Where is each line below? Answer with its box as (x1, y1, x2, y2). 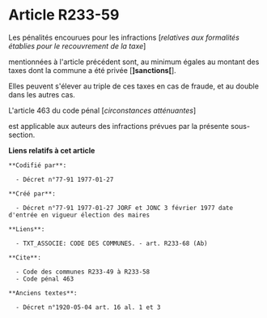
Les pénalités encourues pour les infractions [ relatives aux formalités (8, 32, 240, 42)
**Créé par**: (8, 189, 57, 198)
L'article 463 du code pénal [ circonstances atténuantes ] (8, 105, 197, 115)
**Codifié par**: (8, 161, 67, 170)
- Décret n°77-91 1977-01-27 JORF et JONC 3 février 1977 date (15, 204, 233, 212)
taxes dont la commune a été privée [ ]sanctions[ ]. (8, 65, 176, 75)
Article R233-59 (8, 6, 120, 24)
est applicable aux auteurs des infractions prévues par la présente (8, 121, 229, 131)
